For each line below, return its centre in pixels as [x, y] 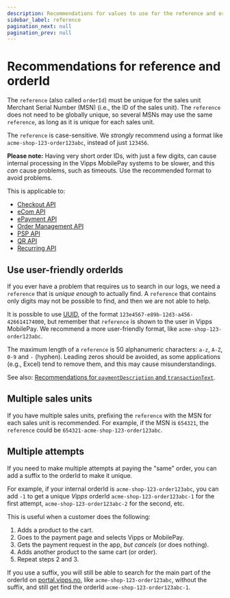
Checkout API [36, 205]
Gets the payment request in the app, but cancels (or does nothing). [113, 544]
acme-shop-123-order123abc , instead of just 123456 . [78, 143]
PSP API [28, 233]
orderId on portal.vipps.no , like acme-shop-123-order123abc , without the [107, 579]
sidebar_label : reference [44, 20]
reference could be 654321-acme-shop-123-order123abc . [85, 430]
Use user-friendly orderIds [65, 269]
